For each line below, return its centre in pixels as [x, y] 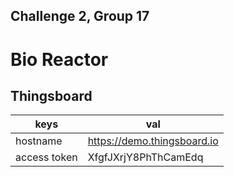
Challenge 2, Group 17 [80, 16]
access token [46, 157]
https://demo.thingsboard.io [153, 141]
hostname [39, 141]
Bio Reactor [59, 59]
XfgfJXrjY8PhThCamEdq [145, 157]
